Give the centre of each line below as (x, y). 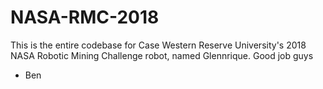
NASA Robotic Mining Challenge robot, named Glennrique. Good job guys (162, 55)
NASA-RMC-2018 (85, 17)
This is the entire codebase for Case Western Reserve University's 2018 (158, 45)
